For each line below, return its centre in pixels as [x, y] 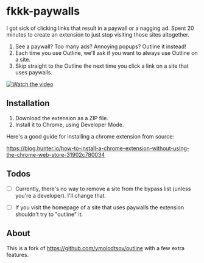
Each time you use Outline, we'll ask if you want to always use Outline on [106, 52]
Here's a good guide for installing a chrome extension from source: [90, 136]
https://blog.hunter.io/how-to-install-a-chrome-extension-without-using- [98, 148]
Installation [28, 103]
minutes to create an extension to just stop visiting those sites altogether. [98, 34]
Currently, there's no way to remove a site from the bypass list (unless [103, 189]
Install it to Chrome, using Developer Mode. [69, 124]
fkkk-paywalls [43, 11]
